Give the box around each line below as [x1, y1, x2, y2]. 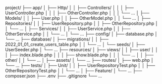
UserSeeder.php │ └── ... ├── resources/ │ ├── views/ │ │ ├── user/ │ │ [5, 47, 159, 52]
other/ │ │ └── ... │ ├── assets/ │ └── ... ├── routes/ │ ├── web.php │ [5, 57, 154, 63]
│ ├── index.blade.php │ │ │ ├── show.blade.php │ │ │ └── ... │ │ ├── [5, 52, 154, 58]
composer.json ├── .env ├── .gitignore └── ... [5, 73, 103, 79]
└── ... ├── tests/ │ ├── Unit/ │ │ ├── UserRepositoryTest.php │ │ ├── [5, 62, 155, 68]
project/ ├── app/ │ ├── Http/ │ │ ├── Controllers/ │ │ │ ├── [5, 5, 134, 10]
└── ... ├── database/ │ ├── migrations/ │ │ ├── [5, 36, 109, 42]
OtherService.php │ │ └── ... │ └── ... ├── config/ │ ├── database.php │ [5, 31, 158, 37]
